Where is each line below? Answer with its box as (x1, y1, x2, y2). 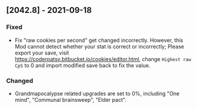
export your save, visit (14, 49, 69, 56)
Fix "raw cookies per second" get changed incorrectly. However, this (14, 36, 183, 44)
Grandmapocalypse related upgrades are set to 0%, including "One (14, 89, 180, 97)
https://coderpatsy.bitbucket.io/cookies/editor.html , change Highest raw (14, 55, 192, 62)
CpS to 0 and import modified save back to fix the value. (14, 62, 151, 69)
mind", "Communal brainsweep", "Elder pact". (14, 96, 126, 103)
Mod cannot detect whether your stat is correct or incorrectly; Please (14, 43, 185, 50)
